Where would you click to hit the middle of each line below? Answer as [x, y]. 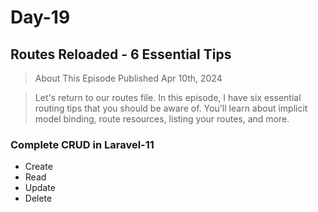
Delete [38, 198]
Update [40, 188]
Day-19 [40, 17]
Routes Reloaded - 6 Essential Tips [121, 54]
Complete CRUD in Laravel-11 [82, 144]
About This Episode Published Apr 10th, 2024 [128, 78]
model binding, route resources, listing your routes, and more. [162, 119]
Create [38, 167]
